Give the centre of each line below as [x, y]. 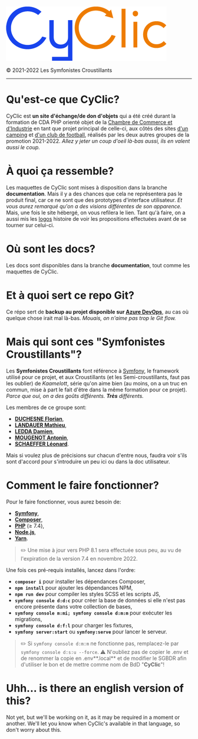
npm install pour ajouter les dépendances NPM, [74, 587]
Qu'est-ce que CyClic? [63, 99]
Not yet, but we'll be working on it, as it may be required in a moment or [93, 717]
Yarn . [21, 538]
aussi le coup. [23, 147]
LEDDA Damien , [34, 431]
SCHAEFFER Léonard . [42, 444]
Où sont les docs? [51, 249]
